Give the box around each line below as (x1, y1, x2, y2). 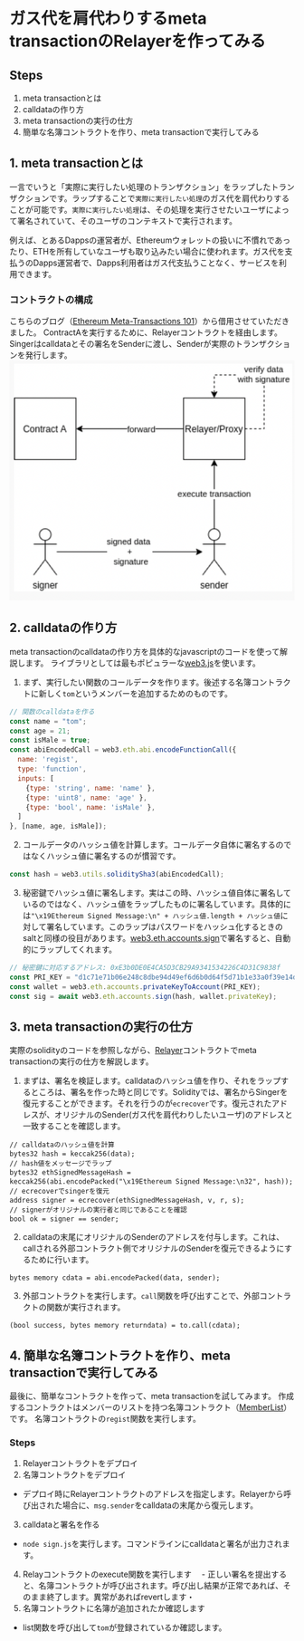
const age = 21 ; (9, 726, 71, 735)
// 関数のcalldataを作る (9, 707, 95, 716)
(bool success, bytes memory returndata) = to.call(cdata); (9, 1321, 242, 1330)
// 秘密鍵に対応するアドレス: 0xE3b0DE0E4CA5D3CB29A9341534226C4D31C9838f (9, 964, 281, 973)
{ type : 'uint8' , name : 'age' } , (25, 793, 147, 802)
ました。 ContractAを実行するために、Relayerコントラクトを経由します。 (9, 327, 282, 338)
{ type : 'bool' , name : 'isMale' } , (25, 802, 156, 811)
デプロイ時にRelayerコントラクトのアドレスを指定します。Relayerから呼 (22, 1489, 292, 1500)
